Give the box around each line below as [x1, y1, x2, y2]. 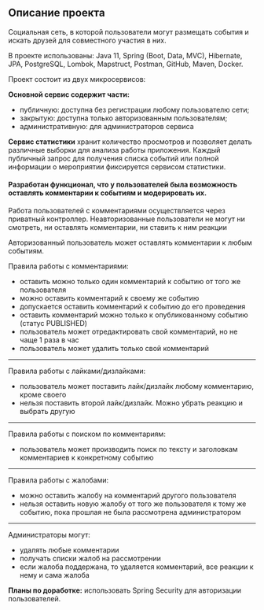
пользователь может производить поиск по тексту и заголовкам [19, 445, 238, 454]
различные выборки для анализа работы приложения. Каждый [8, 145, 221, 154]
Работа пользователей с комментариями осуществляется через [8, 206, 226, 216]
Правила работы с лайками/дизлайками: [8, 366, 146, 376]
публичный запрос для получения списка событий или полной [8, 153, 219, 163]
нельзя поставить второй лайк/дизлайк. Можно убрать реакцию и [19, 398, 244, 408]
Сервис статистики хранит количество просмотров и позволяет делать [8, 137, 253, 146]
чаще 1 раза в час [19, 335, 80, 345]
